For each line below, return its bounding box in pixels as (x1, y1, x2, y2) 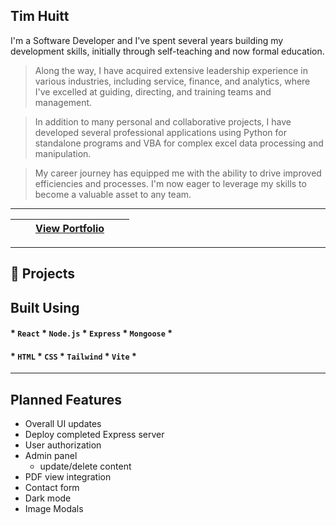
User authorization (24, 439, 102, 451)
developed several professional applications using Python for (34, 126, 288, 138)
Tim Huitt (10, 8, 70, 25)
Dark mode (24, 492, 72, 504)
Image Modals (24, 503, 84, 515)
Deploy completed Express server (24, 429, 165, 441)
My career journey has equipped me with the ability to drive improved (34, 167, 322, 179)
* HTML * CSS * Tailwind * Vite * (10, 350, 137, 362)
